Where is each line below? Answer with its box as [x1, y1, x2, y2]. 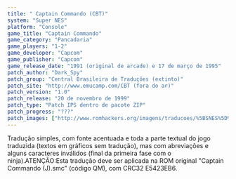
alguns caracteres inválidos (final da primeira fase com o [7, 149, 172, 157]
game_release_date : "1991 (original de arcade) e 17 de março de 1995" [7, 62, 221, 69]
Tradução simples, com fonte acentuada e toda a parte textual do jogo [7, 134, 211, 142]
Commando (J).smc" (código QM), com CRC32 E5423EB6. [7, 164, 178, 172]
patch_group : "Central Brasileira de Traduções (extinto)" [7, 75, 184, 83]
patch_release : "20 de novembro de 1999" [7, 95, 131, 102]
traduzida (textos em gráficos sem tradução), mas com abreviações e [7, 141, 209, 150]
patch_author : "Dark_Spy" [7, 69, 83, 76]
